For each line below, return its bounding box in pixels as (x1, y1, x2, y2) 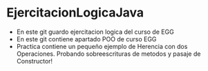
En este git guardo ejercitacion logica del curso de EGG (16, 28, 174, 36)
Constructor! (16, 57, 53, 65)
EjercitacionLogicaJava (6, 5, 144, 21)
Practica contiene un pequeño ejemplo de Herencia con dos (16, 42, 188, 50)
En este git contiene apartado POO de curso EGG (16, 34, 157, 43)
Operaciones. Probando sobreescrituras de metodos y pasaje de (16, 50, 201, 58)
